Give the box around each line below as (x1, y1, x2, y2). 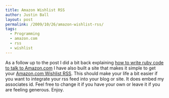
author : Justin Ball (5, 12, 50, 17)
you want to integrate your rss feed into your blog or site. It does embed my (5, 76, 164, 82)
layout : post (5, 17, 33, 22)
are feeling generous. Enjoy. (5, 86, 64, 92)
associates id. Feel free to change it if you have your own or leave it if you (5, 81, 160, 87)
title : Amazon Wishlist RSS (5, 7, 65, 13)
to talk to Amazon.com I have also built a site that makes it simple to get (5, 65, 156, 71)
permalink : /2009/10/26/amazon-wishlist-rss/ (5, 21, 104, 27)
